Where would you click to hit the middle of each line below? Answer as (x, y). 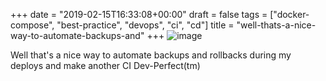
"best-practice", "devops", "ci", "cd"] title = (145, 25)
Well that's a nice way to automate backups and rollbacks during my (151, 55)
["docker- (289, 14)
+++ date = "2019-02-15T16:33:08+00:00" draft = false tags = (139, 14)
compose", (32, 25)
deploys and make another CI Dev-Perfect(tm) (105, 65)
